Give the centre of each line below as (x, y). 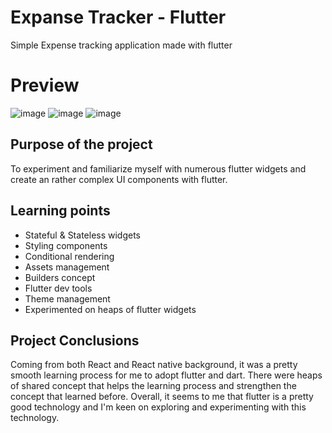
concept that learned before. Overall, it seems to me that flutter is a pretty (162, 397)
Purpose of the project (81, 144)
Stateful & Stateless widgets (83, 235)
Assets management (67, 267)
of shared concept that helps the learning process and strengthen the (153, 386)
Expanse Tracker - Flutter (118, 17)
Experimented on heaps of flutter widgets (110, 309)
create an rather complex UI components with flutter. (119, 179)
